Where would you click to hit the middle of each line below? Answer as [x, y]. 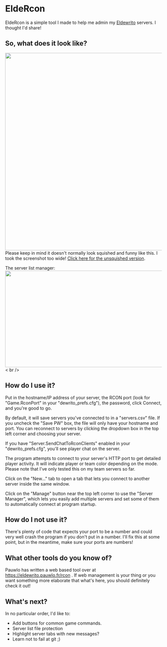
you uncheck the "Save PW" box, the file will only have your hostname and [82, 423]
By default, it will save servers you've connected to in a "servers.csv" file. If [83, 418]
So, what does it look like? [46, 44]
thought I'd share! [23, 27]
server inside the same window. [38, 484]
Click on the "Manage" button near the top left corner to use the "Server [79, 493]
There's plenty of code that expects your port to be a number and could [79, 532]
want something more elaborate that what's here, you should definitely [78, 581]
